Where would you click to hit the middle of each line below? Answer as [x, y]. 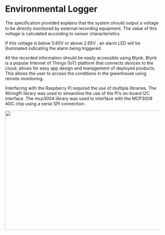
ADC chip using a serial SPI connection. [45, 103]
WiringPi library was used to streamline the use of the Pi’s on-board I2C [77, 93]
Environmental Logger [51, 9]
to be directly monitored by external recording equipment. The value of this [81, 28]
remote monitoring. [25, 78]
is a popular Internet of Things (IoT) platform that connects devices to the [79, 63]
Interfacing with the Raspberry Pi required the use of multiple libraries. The [81, 88]
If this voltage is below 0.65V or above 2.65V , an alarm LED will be [73, 43]
